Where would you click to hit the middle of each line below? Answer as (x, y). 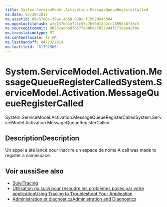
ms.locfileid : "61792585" (32, 47)
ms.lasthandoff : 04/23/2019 (34, 42)
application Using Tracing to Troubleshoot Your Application (73, 194)
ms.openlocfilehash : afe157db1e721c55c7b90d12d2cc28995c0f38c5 (72, 24)
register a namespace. (28, 156)
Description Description (42, 138)
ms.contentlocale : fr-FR (31, 38)
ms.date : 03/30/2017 (27, 14)
